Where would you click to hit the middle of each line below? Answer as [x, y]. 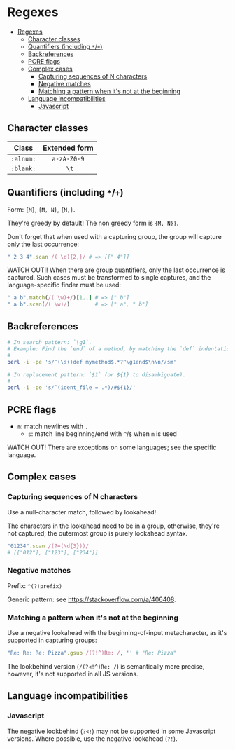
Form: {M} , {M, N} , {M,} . [41, 209]
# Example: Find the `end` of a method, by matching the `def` [101, 349]
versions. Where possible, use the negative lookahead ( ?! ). [92, 738]
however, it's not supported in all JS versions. [73, 674]
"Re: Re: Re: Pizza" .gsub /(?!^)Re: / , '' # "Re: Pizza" [92, 653]
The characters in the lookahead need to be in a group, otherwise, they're [114, 526]
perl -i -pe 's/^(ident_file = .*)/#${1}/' [72, 388]
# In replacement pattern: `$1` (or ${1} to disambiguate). [97, 375]
